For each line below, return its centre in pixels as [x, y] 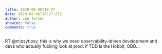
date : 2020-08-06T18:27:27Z [34, 14]
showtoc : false [20, 23]
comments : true [20, 27]
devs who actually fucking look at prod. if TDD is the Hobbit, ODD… [72, 46]
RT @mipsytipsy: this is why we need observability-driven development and [81, 41]
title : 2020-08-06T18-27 [30, 9]
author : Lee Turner [25, 18]
